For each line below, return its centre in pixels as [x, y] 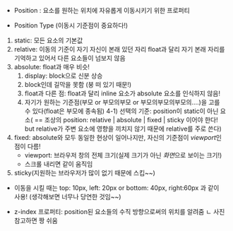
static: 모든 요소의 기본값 [48, 40]
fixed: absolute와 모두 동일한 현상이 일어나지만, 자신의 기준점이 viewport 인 [118, 137]
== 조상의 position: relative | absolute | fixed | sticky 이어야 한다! [126, 120]
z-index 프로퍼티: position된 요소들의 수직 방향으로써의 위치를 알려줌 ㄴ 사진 [119, 212]
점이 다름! [27, 146]
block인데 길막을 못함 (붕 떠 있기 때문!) [78, 84]
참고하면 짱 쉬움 [36, 220]
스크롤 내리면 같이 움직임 [59, 164]
